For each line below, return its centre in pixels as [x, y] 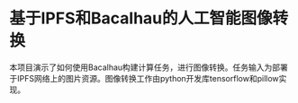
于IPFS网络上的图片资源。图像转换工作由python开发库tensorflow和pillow [144, 78]
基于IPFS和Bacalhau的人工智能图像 [141, 18]
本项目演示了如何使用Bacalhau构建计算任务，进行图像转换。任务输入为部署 [149, 67]
